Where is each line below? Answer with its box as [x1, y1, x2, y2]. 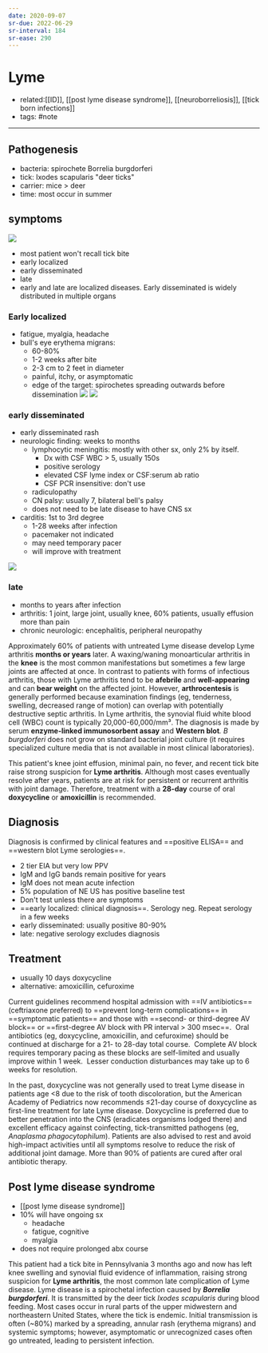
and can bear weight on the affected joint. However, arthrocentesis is [8, 683, 239, 692]
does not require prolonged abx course [19, 1244, 149, 1254]
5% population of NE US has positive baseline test [19, 886, 185, 896]
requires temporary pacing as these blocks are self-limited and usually [8, 1048, 240, 1058]
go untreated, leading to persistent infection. [8, 1336, 155, 1346]
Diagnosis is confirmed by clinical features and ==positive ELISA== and [8, 836, 244, 846]
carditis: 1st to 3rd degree [19, 513, 104, 522]
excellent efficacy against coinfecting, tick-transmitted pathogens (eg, [8, 1123, 239, 1132]
